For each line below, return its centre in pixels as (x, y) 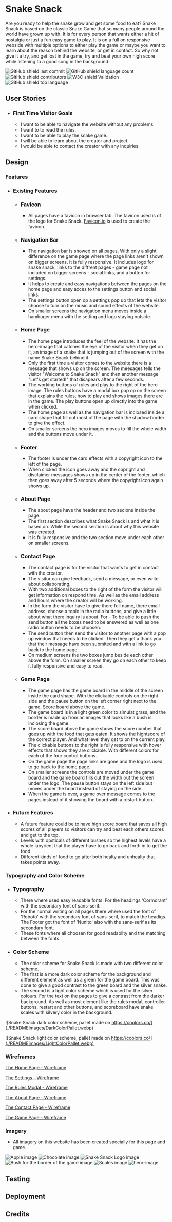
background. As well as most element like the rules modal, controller (93, 1001)
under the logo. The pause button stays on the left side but (90, 783)
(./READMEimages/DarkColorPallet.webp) (49, 1028)
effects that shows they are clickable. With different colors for (93, 750)
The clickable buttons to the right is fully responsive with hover (95, 745)
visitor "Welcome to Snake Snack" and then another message (93, 374)
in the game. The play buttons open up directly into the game (93, 401)
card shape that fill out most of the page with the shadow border (96, 417)
